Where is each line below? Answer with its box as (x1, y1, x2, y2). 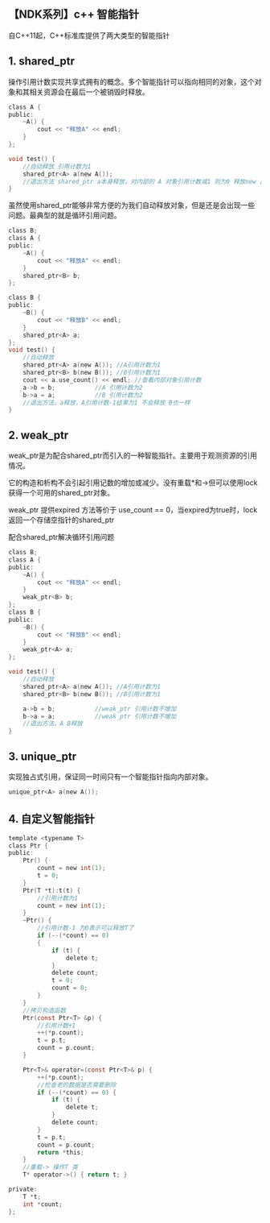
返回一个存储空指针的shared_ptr (8, 515, 115, 525)
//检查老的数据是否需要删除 (37, 1080, 117, 1089)
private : (8, 1185, 38, 1194)
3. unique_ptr (8, 749, 77, 763)
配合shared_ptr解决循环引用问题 (8, 533, 115, 542)
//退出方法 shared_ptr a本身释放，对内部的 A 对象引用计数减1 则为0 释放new (22, 177, 256, 185)
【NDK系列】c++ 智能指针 (8, 7, 140, 22)
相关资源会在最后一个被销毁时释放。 (29, 87, 149, 97)
